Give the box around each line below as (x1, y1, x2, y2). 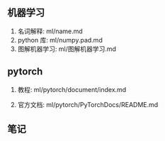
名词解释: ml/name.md (17, 27, 83, 35)
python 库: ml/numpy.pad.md (17, 35, 103, 44)
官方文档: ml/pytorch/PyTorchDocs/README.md (17, 100, 159, 108)
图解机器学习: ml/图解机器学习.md (17, 45, 117, 53)
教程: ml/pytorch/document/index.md (17, 85, 127, 94)
